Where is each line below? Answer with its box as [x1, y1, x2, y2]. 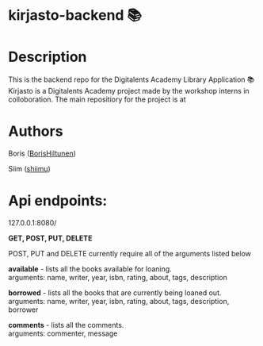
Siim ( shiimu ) [8, 164, 51, 174]
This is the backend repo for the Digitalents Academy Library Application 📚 [8, 75, 255, 84]
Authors [8, 122, 63, 140]
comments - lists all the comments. [8, 321, 124, 329]
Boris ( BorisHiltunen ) [8, 148, 77, 159]
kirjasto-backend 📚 [8, 6, 143, 25]
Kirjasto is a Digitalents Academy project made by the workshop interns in [8, 86, 250, 96]
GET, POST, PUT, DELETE [8, 233, 93, 243]
